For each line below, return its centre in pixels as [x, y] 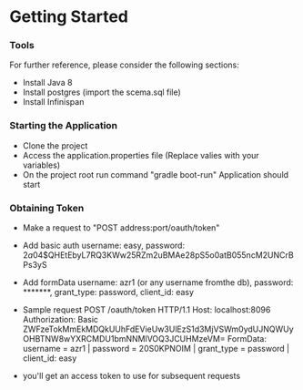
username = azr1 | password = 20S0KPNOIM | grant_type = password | [156, 349]
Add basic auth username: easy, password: [103, 246]
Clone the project [55, 145]
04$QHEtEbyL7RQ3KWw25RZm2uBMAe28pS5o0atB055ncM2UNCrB [163, 255]
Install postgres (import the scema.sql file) [102, 92]
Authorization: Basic [60, 320]
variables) [41, 165]
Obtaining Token [47, 208]
